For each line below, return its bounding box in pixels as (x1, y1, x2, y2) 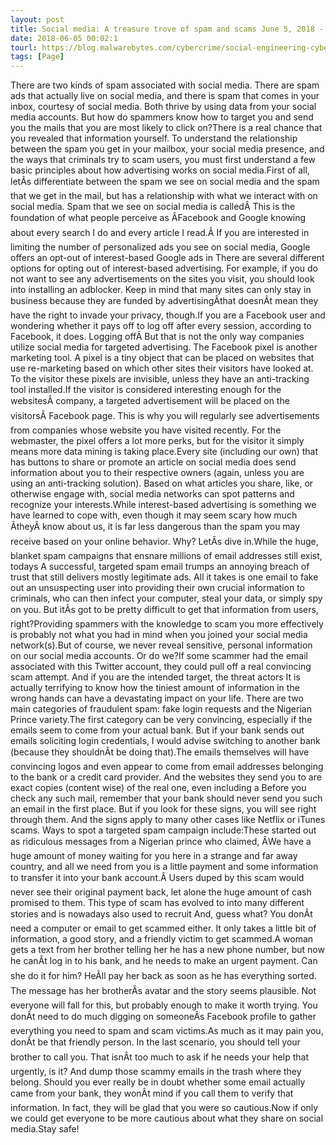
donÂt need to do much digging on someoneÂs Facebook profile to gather (10, 1011, 317, 1023)
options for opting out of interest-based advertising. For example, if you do (10, 262, 319, 275)
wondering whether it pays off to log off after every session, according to (10, 320, 312, 332)
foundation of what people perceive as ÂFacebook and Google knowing (10, 212, 307, 224)
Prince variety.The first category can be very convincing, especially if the (10, 714, 313, 726)
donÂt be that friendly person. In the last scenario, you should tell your (10, 1036, 301, 1048)
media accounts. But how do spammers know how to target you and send (10, 111, 314, 123)
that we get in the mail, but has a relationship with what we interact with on (10, 190, 318, 202)
